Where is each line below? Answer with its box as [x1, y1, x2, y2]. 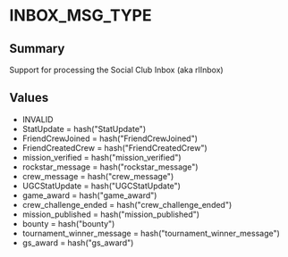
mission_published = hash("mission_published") [21, 209, 199, 220]
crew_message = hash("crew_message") [21, 170, 174, 181]
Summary [9, 41, 65, 56]
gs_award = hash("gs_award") [21, 237, 134, 248]
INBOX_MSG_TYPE [9, 5, 152, 26]
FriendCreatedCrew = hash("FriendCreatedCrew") [21, 142, 208, 153]
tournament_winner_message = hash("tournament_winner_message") [21, 228, 280, 238]
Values [9, 90, 49, 105]
